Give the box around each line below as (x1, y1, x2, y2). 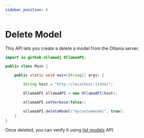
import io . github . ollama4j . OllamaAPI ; (5, 55, 86, 60)
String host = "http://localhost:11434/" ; (23, 82, 113, 87)
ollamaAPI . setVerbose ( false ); (23, 100, 86, 105)
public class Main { (5, 64, 49, 69)
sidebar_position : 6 (5, 7, 49, 12)
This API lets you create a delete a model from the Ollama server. (5, 45, 139, 51)
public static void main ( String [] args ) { (14, 73, 104, 78)
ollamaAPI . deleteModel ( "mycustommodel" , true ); (23, 109, 124, 114)
